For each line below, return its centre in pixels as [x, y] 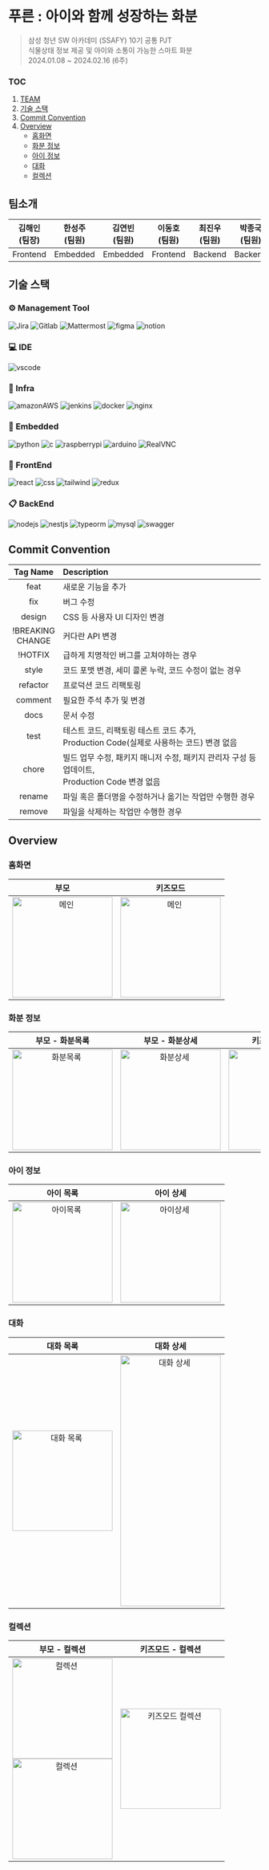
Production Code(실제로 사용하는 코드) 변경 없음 [150, 743]
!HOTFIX [34, 655]
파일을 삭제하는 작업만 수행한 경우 [122, 812]
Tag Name [34, 572]
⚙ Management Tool [49, 308]
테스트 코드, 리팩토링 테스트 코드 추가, [129, 731]
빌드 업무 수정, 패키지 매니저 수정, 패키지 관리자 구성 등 [159, 758]
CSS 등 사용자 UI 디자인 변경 [114, 617]
